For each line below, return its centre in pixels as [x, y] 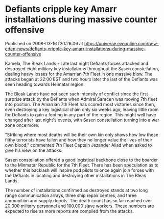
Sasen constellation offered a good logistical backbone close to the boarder [82, 160]
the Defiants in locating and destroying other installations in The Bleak [76, 175]
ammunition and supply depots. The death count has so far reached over [79, 200]
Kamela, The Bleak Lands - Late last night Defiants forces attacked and [77, 63]
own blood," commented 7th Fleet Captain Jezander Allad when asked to [79, 145]
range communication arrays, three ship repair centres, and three [71, 195]
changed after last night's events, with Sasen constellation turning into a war [82, 120]
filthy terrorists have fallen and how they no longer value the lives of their [79, 140]
